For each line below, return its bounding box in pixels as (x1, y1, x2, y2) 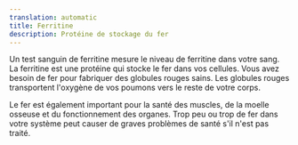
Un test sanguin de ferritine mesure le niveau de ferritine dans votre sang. (9, 54, 280, 65)
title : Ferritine (9, 21, 74, 30)
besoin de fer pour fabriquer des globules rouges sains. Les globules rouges (9, 73, 290, 84)
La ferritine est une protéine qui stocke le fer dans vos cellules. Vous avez (9, 63, 280, 74)
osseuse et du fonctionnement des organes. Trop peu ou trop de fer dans (9, 109, 278, 120)
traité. (9, 128, 31, 139)
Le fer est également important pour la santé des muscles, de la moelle (9, 100, 270, 110)
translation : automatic (9, 12, 98, 22)
